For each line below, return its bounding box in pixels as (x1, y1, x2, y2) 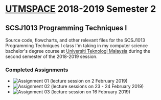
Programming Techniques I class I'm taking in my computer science (5, 43, 148, 49)
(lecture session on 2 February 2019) (50, 78, 128, 84)
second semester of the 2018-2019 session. (5, 53, 98, 59)
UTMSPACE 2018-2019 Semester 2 (5, 3, 156, 15)
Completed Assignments (5, 66, 68, 73)
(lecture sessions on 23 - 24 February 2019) (51, 83, 144, 90)
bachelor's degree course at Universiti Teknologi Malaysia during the (5, 48, 151, 54)
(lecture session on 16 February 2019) (51, 89, 131, 95)
